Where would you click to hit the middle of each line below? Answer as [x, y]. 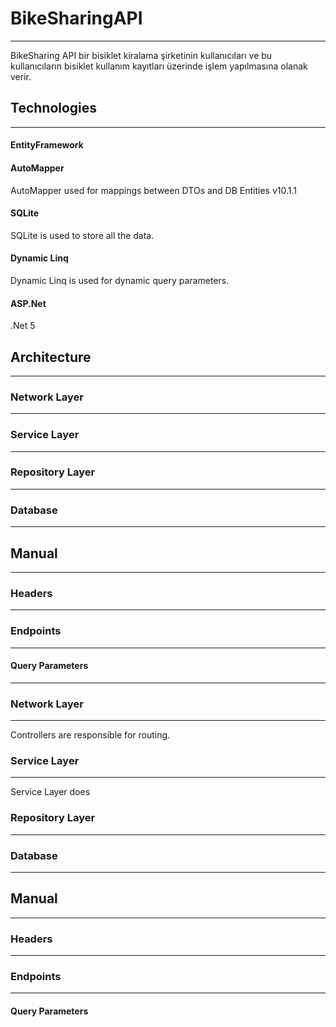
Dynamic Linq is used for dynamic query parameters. [120, 280]
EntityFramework [47, 145]
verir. [21, 76]
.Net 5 [23, 326]
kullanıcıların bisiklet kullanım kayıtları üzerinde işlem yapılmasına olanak [159, 66]
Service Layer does [50, 792]
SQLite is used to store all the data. [82, 235]
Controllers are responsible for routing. [90, 735]
